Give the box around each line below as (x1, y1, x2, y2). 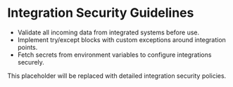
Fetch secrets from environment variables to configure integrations (17, 51, 212, 59)
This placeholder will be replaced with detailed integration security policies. (7, 72, 227, 80)
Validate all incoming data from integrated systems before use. (17, 28, 199, 36)
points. (17, 43, 38, 51)
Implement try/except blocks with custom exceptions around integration (17, 35, 227, 43)
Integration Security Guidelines (7, 5, 194, 21)
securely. (17, 58, 44, 66)
